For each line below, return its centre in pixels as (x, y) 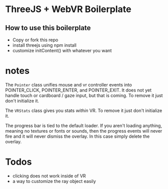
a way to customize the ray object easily (54, 181)
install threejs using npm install (45, 45)
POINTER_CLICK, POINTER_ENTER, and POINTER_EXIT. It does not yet (78, 90)
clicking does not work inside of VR (49, 176)
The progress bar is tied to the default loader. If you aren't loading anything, (84, 125)
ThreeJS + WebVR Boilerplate (68, 9)
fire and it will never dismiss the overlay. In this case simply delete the (77, 136)
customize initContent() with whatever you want (62, 51)
